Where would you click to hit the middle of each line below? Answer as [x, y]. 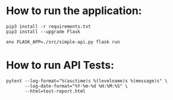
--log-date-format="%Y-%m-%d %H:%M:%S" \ [76, 86]
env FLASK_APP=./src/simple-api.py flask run [63, 42]
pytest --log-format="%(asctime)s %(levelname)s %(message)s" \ [87, 81]
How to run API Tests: [60, 65]
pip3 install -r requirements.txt [49, 26]
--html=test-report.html [55, 91]
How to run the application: [74, 11]
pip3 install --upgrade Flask [43, 31]
